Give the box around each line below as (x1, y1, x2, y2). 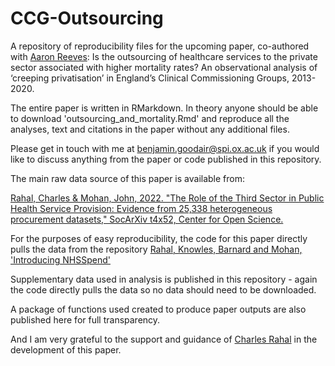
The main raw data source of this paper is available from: (10, 172, 245, 184)
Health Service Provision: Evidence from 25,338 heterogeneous (10, 202, 273, 214)
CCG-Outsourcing (10, 7, 164, 30)
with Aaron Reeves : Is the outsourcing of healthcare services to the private (10, 50, 318, 62)
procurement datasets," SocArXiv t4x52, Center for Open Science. (10, 213, 284, 225)
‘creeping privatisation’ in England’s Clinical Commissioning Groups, (10, 72, 290, 84)
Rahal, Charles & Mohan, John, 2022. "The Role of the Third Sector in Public (10, 192, 325, 204)
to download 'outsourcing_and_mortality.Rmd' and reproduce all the (10, 112, 290, 124)
